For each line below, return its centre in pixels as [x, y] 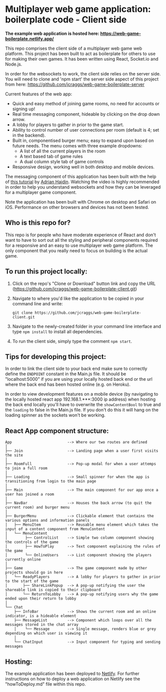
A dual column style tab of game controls [62, 161]
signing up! [24, 109]
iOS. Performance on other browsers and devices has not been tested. [77, 207]
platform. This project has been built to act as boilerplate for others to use [81, 54]
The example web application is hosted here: [52, 33]
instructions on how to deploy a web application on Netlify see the [73, 679]
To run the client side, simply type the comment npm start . [72, 341]
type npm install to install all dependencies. [57, 332]
